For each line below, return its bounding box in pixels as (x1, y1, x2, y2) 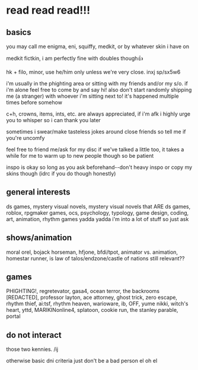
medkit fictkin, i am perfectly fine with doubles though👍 (6, 55, 143, 62)
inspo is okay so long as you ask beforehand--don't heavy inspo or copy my (6, 164, 193, 171)
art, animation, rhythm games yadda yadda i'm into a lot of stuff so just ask (6, 215, 189, 222)
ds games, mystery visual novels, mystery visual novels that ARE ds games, (6, 203, 191, 210)
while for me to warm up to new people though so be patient (6, 152, 154, 159)
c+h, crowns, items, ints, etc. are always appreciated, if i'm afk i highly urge (6, 110, 191, 117)
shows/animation (6, 232, 72, 243)
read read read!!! (6, 4, 91, 17)
